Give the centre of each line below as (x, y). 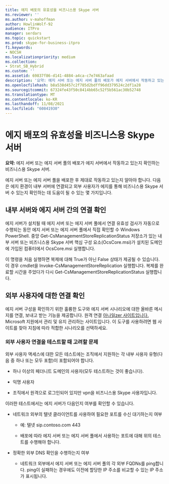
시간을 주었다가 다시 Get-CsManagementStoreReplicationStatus (79, 272)
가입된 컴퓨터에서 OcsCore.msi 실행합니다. (53, 248)
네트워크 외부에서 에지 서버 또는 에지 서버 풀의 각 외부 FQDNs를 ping (88, 463)
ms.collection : (21, 62)
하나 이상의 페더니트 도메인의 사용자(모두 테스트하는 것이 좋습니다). (78, 371)
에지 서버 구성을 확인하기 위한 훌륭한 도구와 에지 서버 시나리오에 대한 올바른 (79, 309)
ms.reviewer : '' (22, 15)
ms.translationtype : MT (30, 95)
